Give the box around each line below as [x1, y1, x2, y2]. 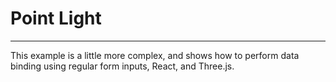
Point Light [10, 7, 102, 30]
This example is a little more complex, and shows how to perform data [10, 49, 300, 61]
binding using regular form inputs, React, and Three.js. [10, 60, 235, 72]
